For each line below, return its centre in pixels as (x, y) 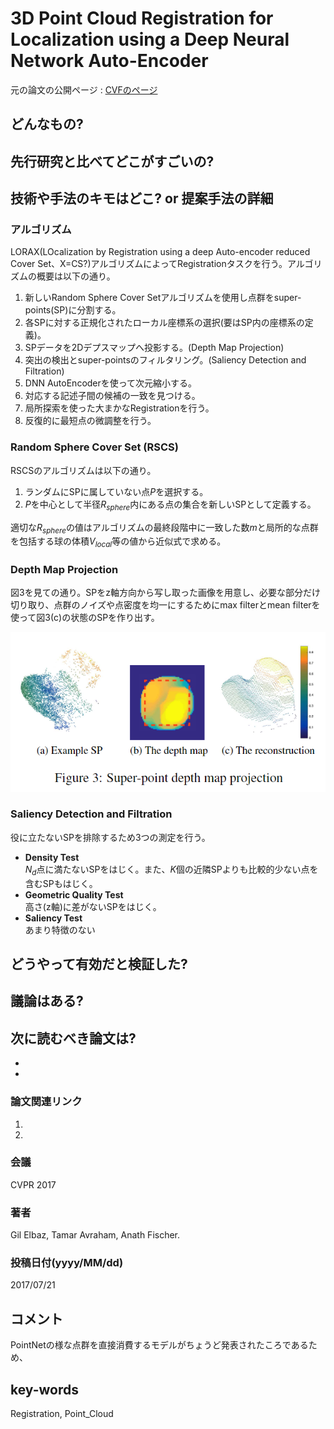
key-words (44, 1389)
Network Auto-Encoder (109, 61)
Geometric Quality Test (74, 894)
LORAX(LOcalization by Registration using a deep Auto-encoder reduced (160, 252)
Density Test (52, 857)
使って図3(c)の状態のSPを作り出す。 (85, 618)
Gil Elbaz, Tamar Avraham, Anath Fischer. (95, 1235)
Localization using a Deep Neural (150, 39)
